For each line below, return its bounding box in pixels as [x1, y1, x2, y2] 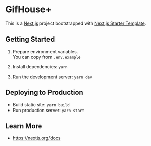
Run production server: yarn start [12, 107, 85, 113]
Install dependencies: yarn [12, 63, 68, 69]
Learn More [5, 122, 42, 130]
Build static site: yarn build [12, 101, 70, 107]
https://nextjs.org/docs [12, 135, 61, 141]
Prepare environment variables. [12, 48, 78, 54]
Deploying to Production [5, 88, 83, 97]
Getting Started [5, 35, 55, 44]
